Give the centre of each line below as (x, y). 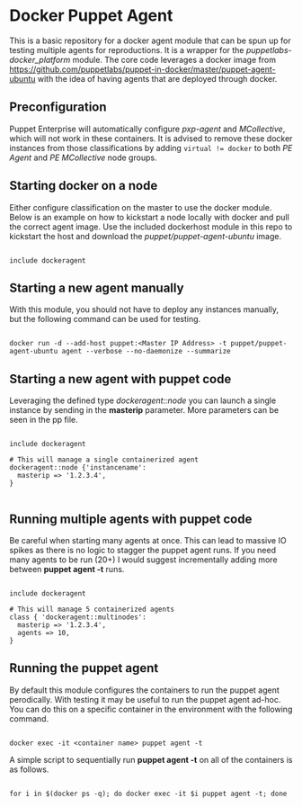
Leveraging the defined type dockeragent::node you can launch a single (143, 400)
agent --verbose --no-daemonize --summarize (146, 352)
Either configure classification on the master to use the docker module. (141, 207)
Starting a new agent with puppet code (120, 379)
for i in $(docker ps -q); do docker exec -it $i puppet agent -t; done (148, 794)
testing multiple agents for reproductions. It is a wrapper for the (127, 49)
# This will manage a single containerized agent (104, 460)
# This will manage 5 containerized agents (92, 609)
